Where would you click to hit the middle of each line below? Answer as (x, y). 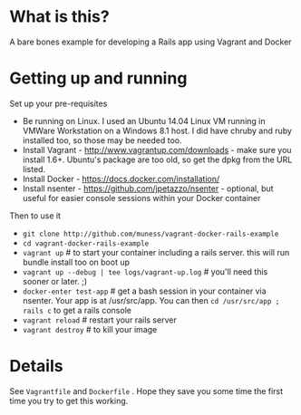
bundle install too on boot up (76, 262)
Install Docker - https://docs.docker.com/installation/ (121, 179)
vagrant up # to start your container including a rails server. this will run (156, 252)
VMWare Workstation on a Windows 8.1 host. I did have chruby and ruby (157, 130)
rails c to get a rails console (77, 310)
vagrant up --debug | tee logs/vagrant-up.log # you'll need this (145, 271)
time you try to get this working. (69, 401)
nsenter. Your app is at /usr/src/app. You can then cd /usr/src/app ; (151, 300)
